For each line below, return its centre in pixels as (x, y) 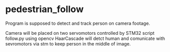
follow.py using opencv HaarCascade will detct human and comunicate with (85, 38)
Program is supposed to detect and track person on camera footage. (78, 23)
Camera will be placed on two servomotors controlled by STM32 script (80, 33)
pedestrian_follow (45, 9)
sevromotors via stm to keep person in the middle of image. (68, 43)
